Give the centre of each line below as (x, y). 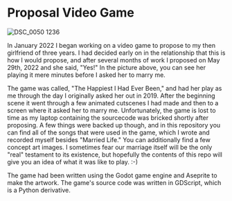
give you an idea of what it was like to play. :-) (73, 161)
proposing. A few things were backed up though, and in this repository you (114, 125)
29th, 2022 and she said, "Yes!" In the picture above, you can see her (107, 67)
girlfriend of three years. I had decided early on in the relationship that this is (116, 53)
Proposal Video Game (71, 13)
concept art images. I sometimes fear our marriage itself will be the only (110, 147)
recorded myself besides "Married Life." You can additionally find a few (109, 139)
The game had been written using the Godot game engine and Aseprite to (112, 175)
